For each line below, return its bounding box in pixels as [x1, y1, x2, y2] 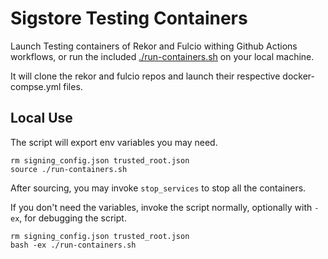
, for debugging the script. [19, 212, 127, 224]
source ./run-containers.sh [10, 164, 128, 174]
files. [63, 80, 83, 92]
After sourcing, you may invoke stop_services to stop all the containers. [10, 182, 307, 194]
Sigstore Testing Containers [10, 7, 248, 30]
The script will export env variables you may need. [10, 136, 218, 148]
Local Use [10, 110, 73, 127]
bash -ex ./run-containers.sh [10, 240, 137, 250]
